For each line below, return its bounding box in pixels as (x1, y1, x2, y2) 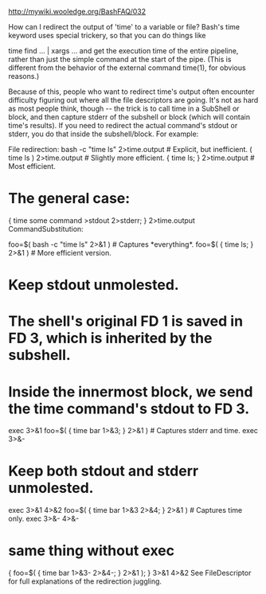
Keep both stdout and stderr (8, 462, 199, 480)
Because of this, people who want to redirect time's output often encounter (8, 87, 255, 96)
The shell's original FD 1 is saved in (8, 312, 244, 330)
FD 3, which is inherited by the (8, 330, 213, 347)
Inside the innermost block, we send (8, 382, 253, 401)
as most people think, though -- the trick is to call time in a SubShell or (8, 104, 240, 113)
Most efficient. (8, 162, 56, 170)
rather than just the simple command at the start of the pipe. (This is (8, 55, 232, 64)
